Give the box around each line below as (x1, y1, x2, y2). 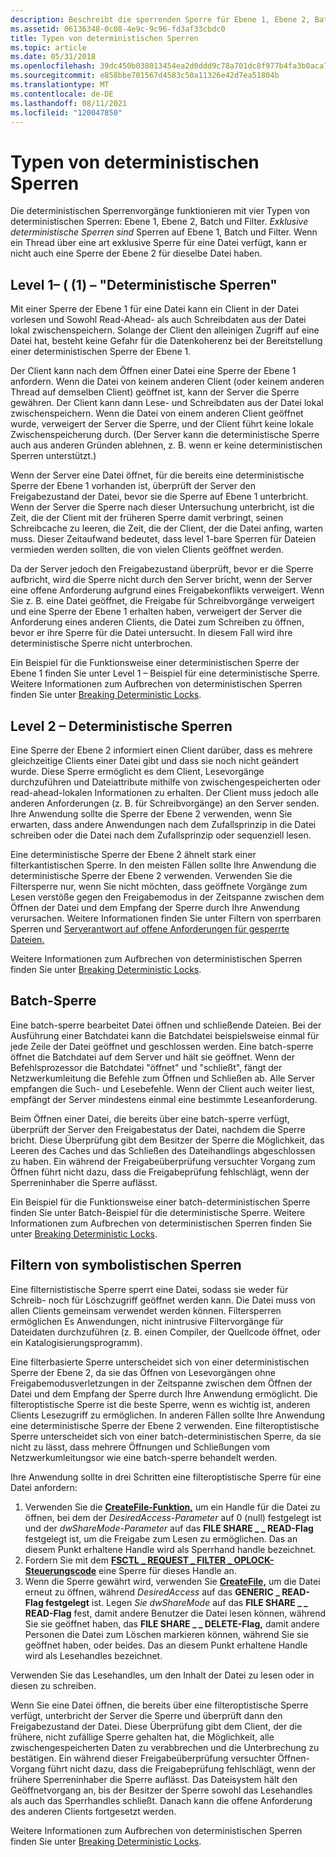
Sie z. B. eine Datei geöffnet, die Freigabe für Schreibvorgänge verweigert (10, 595, 315, 607)
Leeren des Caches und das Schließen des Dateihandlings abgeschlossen (10, 1144, 316, 1156)
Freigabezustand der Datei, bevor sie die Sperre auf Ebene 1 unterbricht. (10, 491, 309, 503)
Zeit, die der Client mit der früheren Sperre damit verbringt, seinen (10, 512, 284, 524)
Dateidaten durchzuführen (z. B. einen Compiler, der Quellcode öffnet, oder (10, 1326, 321, 1338)
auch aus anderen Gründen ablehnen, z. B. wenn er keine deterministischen (10, 439, 323, 451)
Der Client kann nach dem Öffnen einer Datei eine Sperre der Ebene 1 (10, 365, 297, 377)
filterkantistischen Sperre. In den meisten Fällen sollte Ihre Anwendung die (10, 859, 317, 871)
